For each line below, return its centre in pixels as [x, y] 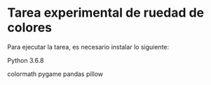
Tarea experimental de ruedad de [106, 13]
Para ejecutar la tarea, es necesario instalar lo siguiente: [88, 47]
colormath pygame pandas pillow [55, 74]
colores [30, 28]
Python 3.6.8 [26, 60]
